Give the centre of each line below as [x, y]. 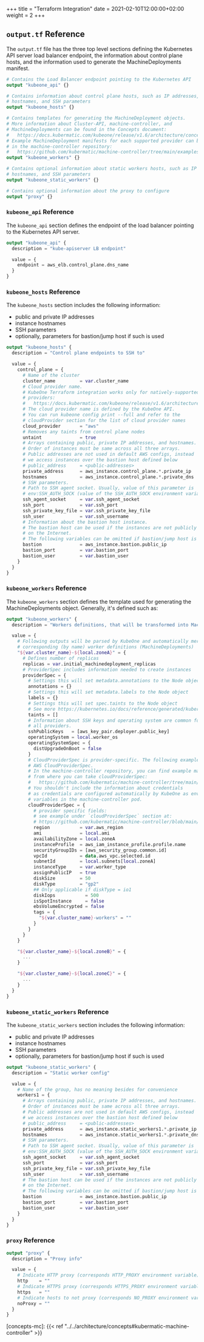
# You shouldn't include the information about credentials [106, 788]
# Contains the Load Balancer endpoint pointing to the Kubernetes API [99, 79]
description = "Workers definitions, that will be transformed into [100, 625]
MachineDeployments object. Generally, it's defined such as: [82, 608]
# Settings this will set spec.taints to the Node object [103, 703]
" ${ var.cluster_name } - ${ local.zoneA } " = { [72, 653]
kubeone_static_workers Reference [58, 1012]
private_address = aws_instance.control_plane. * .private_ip [107, 471]
